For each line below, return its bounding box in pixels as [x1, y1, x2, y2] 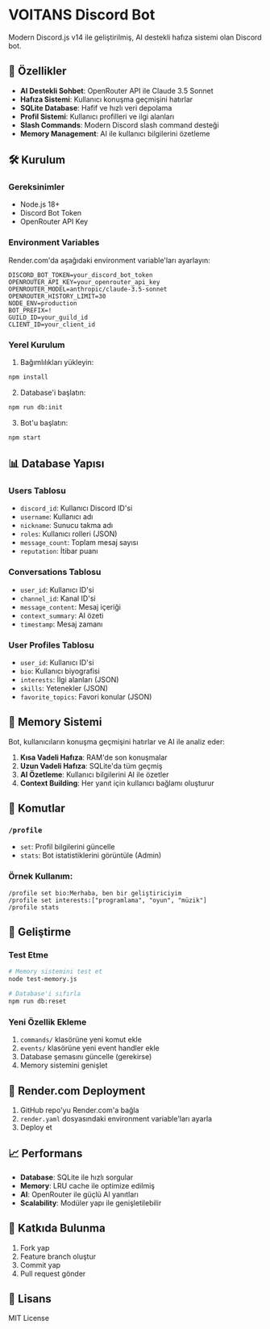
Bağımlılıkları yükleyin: [19, 358, 94, 367]
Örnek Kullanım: [8, 870, 73, 882]
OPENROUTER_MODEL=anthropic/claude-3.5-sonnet [8, 285, 168, 293]
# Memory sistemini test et [8, 967, 103, 976]
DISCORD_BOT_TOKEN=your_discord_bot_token [8, 270, 153, 279]
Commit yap [19, 1260, 61, 1269]
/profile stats [8, 903, 60, 912]
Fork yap [19, 1243, 50, 1252]
